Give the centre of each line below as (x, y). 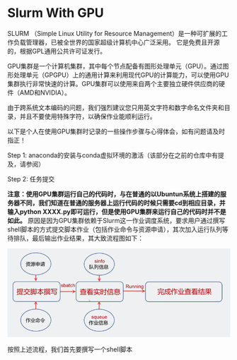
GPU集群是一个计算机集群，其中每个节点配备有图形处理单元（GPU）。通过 (115, 66)
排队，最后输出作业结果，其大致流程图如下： (78, 238)
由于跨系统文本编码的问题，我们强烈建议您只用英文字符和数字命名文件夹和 (116, 107)
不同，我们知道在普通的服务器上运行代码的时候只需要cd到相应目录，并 (123, 203)
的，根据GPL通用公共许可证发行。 (57, 51)
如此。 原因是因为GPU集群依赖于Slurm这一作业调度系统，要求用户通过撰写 (116, 220)
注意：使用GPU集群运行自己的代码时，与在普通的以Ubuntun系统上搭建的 (114, 194)
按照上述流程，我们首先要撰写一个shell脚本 (70, 349)
